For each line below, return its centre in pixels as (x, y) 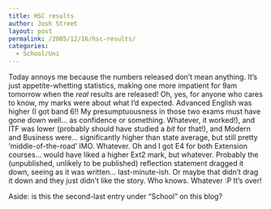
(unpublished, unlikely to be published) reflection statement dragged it (126, 163)
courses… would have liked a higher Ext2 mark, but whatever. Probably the (133, 155)
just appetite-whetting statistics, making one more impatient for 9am (123, 85)
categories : (28, 46)
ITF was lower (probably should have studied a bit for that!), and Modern (130, 128)
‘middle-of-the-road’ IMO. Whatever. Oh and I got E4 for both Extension (128, 146)
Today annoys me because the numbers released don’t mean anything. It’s (133, 77)
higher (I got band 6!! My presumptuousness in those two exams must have (135, 111)
